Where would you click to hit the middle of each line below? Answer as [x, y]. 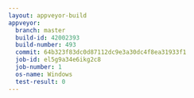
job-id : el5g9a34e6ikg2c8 [58, 60]
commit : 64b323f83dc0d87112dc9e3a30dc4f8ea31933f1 [101, 52]
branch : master [41, 30]
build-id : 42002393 [48, 38]
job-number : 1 [39, 67]
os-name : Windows [44, 74]
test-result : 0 [41, 81]
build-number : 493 [46, 45]
